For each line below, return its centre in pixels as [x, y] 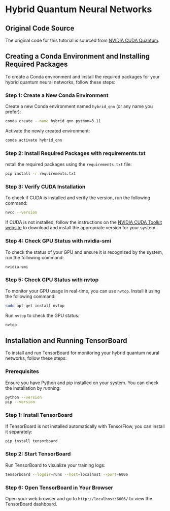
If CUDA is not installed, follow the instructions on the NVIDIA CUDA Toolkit [84, 222]
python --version [24, 397]
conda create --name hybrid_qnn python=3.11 [53, 121]
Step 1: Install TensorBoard [39, 415]
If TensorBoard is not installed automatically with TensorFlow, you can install [85, 426]
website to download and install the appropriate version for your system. [81, 228]
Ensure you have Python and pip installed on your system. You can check [82, 383]
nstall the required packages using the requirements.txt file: [69, 165]
